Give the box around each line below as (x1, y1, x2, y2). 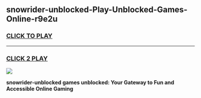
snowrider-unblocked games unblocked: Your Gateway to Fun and (6, 78, 175, 86)
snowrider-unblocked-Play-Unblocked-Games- (6, 5, 188, 15)
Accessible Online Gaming (6, 85, 74, 92)
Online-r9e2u (6, 14, 58, 24)
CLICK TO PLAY (6, 32, 53, 40)
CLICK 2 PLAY (6, 54, 48, 62)
